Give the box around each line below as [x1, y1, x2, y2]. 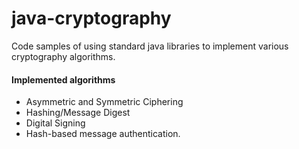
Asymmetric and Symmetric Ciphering [25, 96, 184, 108]
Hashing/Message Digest [25, 107, 131, 119]
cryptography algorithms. [11, 50, 116, 62]
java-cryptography [11, 7, 172, 30]
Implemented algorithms [11, 73, 116, 86]
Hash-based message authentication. [25, 128, 181, 140]
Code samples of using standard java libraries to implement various [11, 40, 289, 52]
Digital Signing [25, 117, 86, 129]
